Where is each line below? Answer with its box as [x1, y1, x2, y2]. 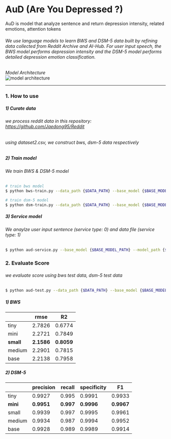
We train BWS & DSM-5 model [5, 168, 69, 174]
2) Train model [5, 155, 37, 161]
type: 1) [5, 231, 21, 238]
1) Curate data [5, 105, 36, 111]
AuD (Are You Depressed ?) [5, 4, 123, 15]
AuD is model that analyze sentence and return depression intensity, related [5, 20, 164, 27]
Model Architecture [5, 70, 46, 76]
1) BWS [5, 299, 21, 305]
